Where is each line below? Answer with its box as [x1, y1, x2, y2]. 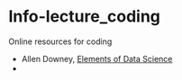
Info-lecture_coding [8, 6, 161, 27]
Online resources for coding [8, 36, 113, 47]
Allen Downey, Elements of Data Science [21, 53, 173, 64]
